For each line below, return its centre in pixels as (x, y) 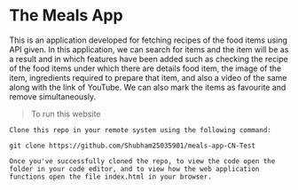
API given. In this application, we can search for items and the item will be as (149, 49)
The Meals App (66, 16)
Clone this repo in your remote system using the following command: (141, 130)
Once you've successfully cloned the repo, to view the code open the (142, 161)
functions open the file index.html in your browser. (111, 177)
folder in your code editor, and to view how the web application (134, 169)
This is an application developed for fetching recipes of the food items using (149, 40)
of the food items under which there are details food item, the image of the (145, 68)
